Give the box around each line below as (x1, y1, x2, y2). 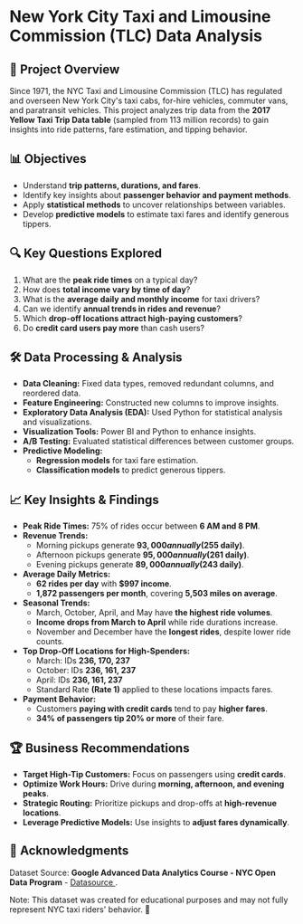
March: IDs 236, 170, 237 (35, 655, 131, 666)
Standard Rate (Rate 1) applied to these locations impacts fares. (35, 684, 274, 695)
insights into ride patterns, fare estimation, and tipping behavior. (9, 124, 248, 135)
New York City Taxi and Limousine (9, 6, 271, 27)
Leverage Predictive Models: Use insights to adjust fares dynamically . (22, 817, 290, 828)
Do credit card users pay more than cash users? (22, 322, 205, 333)
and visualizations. (22, 416, 92, 427)
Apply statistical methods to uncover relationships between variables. (22, 199, 287, 210)
